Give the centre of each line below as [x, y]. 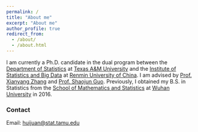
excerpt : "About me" [32, 23]
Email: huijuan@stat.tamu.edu [43, 123]
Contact [18, 110]
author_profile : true [33, 28]
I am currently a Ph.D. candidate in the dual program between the [87, 62]
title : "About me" [29, 17]
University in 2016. [29, 94]
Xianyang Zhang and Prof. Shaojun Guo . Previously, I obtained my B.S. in [96, 81]
